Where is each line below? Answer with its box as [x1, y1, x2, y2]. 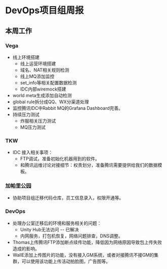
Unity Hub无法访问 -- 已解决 [20, 226, 79, 232]
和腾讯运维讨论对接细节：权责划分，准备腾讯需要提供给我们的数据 [20, 162, 158, 168]
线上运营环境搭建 [20, 61, 56, 67]
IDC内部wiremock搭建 [20, 86, 67, 92]
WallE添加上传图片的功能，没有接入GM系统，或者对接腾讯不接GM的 [12, 252, 154, 258]
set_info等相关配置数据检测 [20, 79, 77, 85]
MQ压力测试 [20, 124, 46, 130]
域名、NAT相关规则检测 [20, 67, 69, 73]
